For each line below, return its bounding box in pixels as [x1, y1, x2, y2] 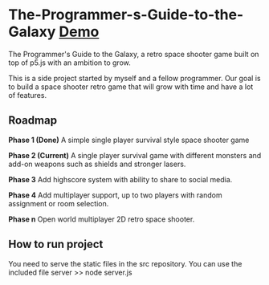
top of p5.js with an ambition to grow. [8, 58, 131, 67]
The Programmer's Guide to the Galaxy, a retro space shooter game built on [8, 49, 259, 59]
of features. [8, 90, 47, 100]
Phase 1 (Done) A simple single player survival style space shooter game [8, 135, 250, 145]
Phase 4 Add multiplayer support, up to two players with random [8, 190, 222, 200]
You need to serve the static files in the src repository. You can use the [8, 259, 243, 268]
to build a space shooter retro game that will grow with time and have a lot [8, 82, 254, 92]
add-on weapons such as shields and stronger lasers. [8, 159, 186, 169]
